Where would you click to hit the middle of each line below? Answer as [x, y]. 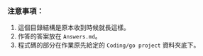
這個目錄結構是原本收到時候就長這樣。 [73, 28]
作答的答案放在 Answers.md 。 [59, 36]
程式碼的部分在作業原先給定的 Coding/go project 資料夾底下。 [109, 45]
